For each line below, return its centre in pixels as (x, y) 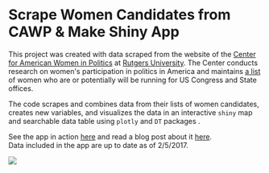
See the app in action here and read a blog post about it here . (110, 136)
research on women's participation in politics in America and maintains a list (134, 71)
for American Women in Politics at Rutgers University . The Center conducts (133, 63)
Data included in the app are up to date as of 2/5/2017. (98, 145)
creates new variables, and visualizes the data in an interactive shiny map (130, 112)
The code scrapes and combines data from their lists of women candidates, (134, 104)
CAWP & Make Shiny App (94, 32)
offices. (21, 88)
